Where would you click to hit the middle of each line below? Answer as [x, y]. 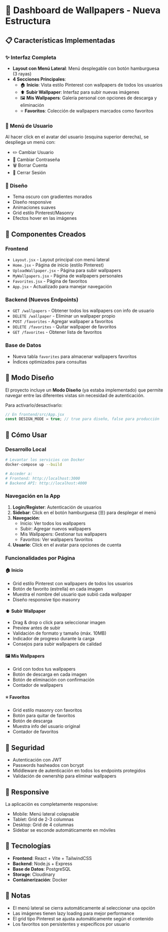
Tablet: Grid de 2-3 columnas [43, 820]
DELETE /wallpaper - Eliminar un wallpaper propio [64, 316]
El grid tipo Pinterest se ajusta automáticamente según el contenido [83, 918]
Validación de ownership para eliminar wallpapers [64, 776]
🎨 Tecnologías [28, 846]
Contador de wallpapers [38, 685]
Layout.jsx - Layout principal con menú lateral [61, 260]
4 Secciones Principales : [39, 79]
